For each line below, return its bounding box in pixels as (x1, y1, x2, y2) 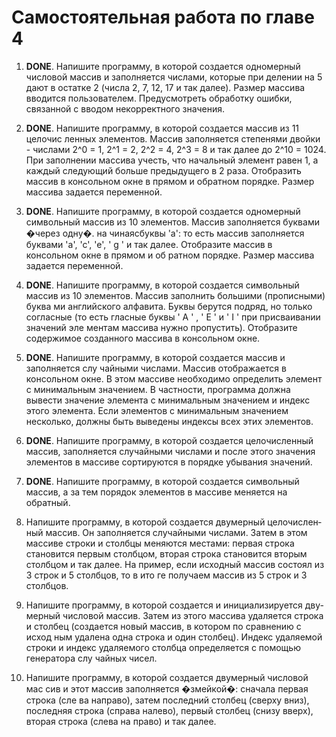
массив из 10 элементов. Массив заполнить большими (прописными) (25, 289, 326, 301)
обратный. (25, 496, 71, 508)
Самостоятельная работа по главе (11, 6, 315, 29)
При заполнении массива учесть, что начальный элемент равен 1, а (25, 154, 319, 166)
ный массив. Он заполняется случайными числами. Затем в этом (25, 526, 308, 538)
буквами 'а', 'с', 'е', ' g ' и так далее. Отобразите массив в (25, 238, 273, 250)
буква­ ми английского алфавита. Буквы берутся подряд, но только (25, 300, 313, 312)
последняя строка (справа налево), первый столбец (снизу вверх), (25, 704, 314, 716)
